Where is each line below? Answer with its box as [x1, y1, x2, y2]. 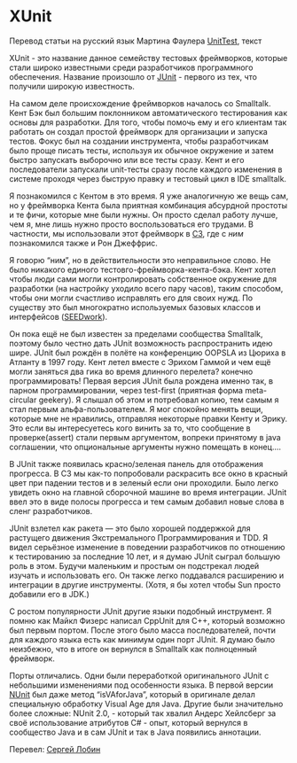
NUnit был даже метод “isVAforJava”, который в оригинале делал [9, 689, 255, 699]
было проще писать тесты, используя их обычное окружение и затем [9, 144, 275, 156]
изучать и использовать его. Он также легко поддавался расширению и [9, 570, 285, 580]
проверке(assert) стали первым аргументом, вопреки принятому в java [9, 432, 281, 442]
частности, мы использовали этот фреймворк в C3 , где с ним [9, 228, 244, 238]
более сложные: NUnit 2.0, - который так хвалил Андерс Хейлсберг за [9, 707, 277, 719]
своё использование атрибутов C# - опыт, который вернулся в [9, 717, 248, 728]
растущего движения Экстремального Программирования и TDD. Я [9, 532, 269, 542]
